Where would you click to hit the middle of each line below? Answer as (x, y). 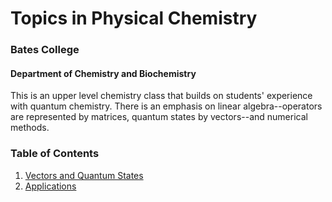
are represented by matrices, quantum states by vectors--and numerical (159, 117)
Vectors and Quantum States (84, 175)
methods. (30, 128)
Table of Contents (55, 154)
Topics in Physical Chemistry (134, 18)
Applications (50, 186)
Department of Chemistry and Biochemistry (103, 73)
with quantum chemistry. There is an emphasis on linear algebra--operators (166, 106)
